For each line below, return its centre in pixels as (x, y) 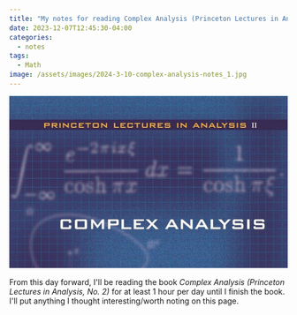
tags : (19, 56)
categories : (31, 37)
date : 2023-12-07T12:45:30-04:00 (71, 28)
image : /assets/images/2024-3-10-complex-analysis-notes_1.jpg (128, 75)
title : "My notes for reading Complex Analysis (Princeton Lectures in (144, 19)
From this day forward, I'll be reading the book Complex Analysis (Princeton (147, 282)
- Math (29, 65)
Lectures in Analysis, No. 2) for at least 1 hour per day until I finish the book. (147, 292)
